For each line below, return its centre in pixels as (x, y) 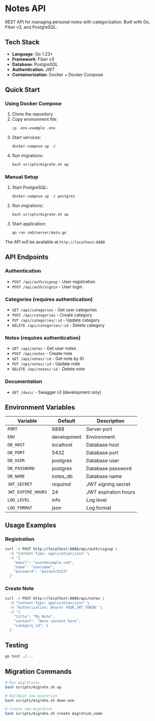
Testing (17, 645)
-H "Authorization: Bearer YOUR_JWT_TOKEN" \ (56, 608)
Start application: (29, 224)
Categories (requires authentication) (49, 299)
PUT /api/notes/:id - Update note (46, 364)
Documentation (24, 382)
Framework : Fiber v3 (33, 59)
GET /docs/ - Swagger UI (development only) (56, 392)
